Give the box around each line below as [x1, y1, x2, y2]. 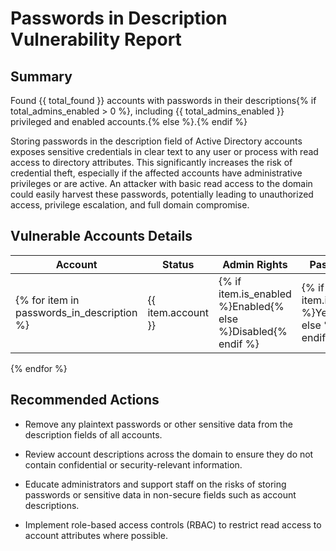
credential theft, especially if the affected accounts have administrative [10, 167, 303, 179]
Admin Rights [222, 257, 288, 271]
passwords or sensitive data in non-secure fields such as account [24, 488, 297, 501]
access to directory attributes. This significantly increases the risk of [10, 157, 293, 168]
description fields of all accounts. [24, 428, 163, 441]
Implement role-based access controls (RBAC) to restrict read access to [24, 518, 322, 531]
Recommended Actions [10, 392, 160, 409]
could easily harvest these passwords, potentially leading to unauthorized [10, 188, 314, 200]
